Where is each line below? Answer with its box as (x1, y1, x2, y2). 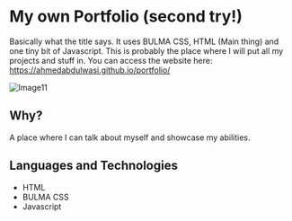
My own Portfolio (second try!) (9, 6, 243, 27)
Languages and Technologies (9, 158, 178, 173)
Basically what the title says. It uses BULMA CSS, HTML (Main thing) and (9, 36, 279, 47)
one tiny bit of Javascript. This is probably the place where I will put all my (9, 45, 284, 56)
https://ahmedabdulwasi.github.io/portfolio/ (9, 65, 171, 75)
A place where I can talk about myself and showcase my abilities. (9, 132, 251, 143)
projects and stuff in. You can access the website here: (9, 55, 213, 66)
